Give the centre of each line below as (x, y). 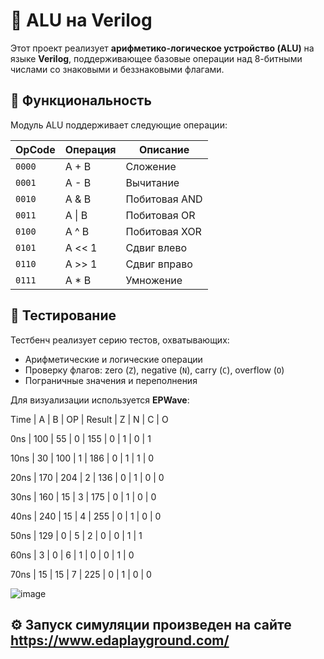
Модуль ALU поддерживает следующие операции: (119, 125)
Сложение (151, 166)
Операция (90, 149)
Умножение (154, 280)
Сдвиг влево (156, 247)
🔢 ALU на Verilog (81, 20)
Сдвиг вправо (159, 264)
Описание (164, 149)
